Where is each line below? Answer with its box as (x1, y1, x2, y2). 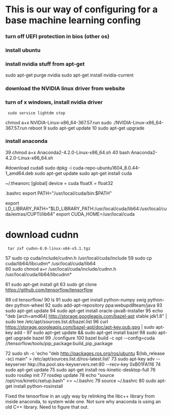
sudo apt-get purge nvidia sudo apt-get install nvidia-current (5, 72, 134, 78)
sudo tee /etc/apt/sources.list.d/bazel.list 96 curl (5, 318, 108, 325)
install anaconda (5, 138, 48, 145)
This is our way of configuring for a (5, 4, 158, 15)
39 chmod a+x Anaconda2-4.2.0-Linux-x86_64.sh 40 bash (5, 149, 130, 155)
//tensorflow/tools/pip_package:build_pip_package (5, 340, 113, 346)
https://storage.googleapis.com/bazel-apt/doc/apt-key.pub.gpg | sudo (5, 324, 155, 330)
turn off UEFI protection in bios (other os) (5, 33, 109, 40)
